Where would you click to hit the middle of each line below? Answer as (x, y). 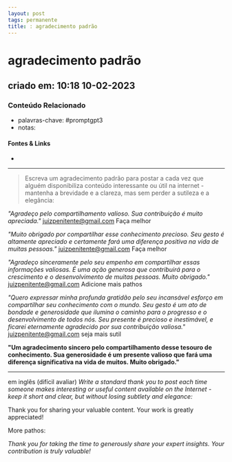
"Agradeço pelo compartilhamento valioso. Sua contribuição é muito (105, 213)
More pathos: (27, 430)
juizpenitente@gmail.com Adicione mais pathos (75, 284)
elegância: (39, 200)
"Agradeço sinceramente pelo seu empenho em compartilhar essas (104, 262)
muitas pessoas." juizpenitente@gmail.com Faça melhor (87, 249)
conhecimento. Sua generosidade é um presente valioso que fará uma (110, 355)
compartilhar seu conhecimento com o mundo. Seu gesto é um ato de (107, 305)
